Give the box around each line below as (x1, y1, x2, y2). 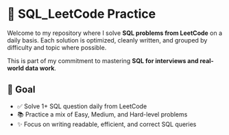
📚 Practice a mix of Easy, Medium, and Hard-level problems (16, 110, 188, 119)
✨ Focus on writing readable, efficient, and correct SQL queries (16, 120, 197, 128)
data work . (25, 64, 57, 72)
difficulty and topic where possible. (7, 43, 107, 51)
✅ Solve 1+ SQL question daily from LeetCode (16, 102, 147, 110)
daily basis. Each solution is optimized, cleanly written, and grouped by (7, 36, 208, 44)
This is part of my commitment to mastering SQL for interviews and (7, 56, 199, 64)
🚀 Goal (7, 84, 36, 95)
